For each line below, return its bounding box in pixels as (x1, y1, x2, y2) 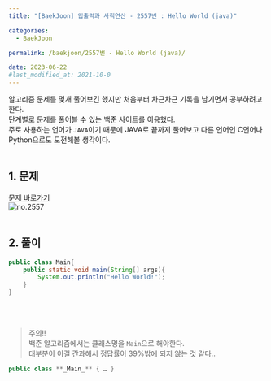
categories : (8, 26, 49, 35)
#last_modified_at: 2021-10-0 (8, 71, 111, 80)
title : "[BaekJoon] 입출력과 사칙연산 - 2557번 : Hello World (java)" (8, 11, 238, 20)
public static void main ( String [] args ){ (23, 266, 165, 274)
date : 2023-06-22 (8, 63, 68, 71)
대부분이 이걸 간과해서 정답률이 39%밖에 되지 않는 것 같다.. (28, 349, 216, 358)
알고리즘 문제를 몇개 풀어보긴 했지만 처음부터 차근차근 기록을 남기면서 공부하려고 (8, 94, 263, 104)
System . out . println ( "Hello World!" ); (37, 273, 165, 281)
